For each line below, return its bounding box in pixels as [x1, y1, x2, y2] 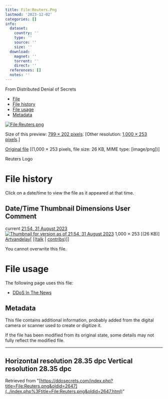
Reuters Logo [5, 155, 33, 161]
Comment [5, 212, 37, 220]
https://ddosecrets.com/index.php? [40, 378, 113, 384]
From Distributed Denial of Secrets [5, 86, 76, 92]
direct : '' [14, 63, 37, 68]
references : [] [9, 68, 41, 73]
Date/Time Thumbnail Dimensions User [5, 204, 130, 213]
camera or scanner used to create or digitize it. [5, 322, 102, 328]
